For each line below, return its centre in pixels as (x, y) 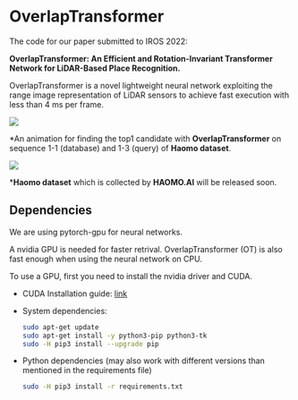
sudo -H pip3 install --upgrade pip (90, 344)
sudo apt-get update (60, 327)
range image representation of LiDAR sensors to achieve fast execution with (149, 95)
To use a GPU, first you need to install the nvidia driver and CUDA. (131, 276)
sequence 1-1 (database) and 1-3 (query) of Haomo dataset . (120, 148)
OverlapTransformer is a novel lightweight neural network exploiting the (141, 85)
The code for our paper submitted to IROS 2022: (98, 41)
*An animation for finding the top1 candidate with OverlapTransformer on (145, 138)
